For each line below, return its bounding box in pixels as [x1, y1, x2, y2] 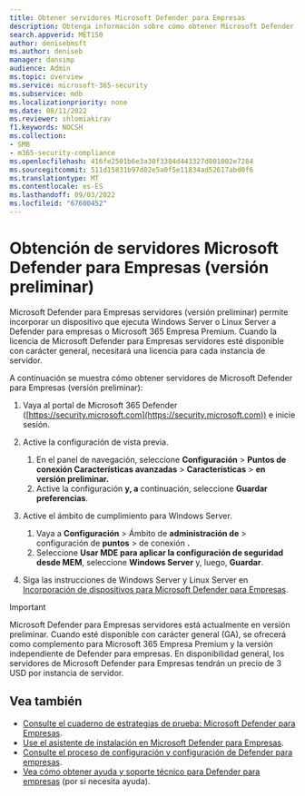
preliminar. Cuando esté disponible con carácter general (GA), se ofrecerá [9, 628, 287, 640]
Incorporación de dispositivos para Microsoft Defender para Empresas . [22, 584, 289, 595]
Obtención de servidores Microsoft [9, 238, 279, 259]
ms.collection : [9, 132, 67, 141]
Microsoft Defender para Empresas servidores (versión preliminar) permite [9, 306, 289, 318]
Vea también [9, 693, 83, 709]
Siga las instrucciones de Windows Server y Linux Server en [22, 574, 249, 585]
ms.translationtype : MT [9, 173, 100, 182]
